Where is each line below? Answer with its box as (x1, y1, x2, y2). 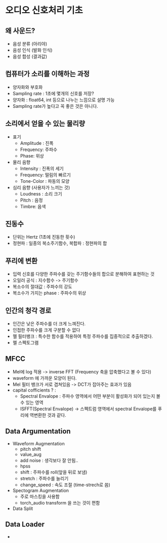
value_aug (20, 451, 42, 457)
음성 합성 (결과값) (12, 54, 48, 59)
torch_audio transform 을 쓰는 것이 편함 (20, 499, 100, 506)
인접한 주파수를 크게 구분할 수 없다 (12, 327, 80, 333)
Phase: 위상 (20, 152, 44, 159)
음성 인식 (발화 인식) (12, 47, 53, 53)
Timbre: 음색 (20, 203, 46, 209)
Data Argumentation (5, 427, 71, 436)
